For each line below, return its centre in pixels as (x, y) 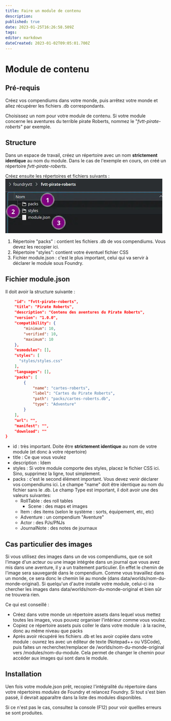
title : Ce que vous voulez (39, 457)
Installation (23, 674)
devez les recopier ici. (36, 246)
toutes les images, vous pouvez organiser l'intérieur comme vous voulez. (90, 620)
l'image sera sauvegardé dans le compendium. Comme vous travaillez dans (85, 573)
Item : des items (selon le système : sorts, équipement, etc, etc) (87, 512)
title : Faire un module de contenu (43, 11)
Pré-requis (23, 88)
